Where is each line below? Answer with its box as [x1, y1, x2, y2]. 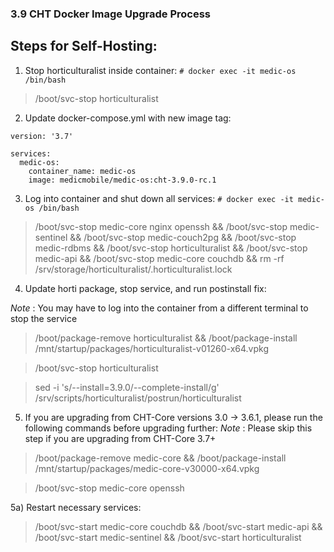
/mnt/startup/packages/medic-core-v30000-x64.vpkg [34, 462, 260, 474]
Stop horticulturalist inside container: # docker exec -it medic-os [24, 64, 297, 76]
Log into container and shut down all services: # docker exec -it [24, 192, 294, 204]
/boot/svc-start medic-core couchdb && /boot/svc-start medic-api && [34, 520, 323, 532]
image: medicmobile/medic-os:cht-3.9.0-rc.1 [28, 175, 217, 185]
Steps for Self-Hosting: [10, 38, 158, 55]
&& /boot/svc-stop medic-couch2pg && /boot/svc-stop [69, 231, 297, 243]
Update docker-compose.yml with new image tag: [24, 112, 232, 124]
